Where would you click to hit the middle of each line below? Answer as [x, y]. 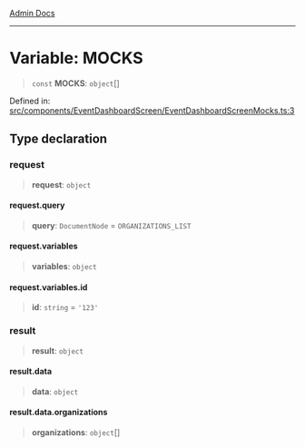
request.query [37, 205]
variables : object [64, 267]
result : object [58, 350]
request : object [61, 184]
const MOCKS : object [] [75, 83]
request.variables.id [49, 287]
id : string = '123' [65, 307]
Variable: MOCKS [76, 58]
